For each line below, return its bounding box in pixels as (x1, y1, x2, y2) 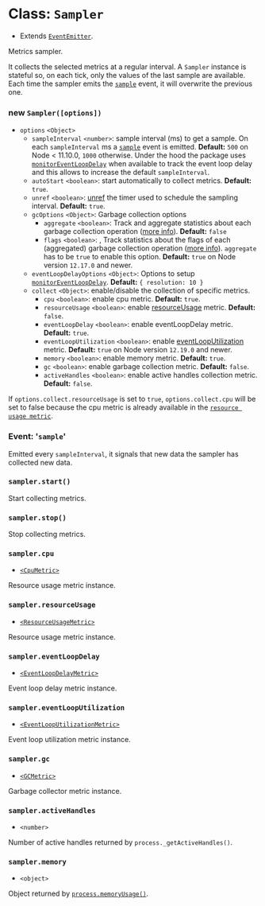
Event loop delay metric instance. (8, 683, 117, 693)
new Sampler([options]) (8, 107, 102, 118)
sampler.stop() (8, 513, 67, 522)
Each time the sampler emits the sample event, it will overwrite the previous (8, 79, 252, 88)
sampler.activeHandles (8, 806, 96, 815)
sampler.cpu (8, 550, 55, 558)
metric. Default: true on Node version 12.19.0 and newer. (43, 345, 232, 355)
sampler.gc (8, 755, 50, 764)
